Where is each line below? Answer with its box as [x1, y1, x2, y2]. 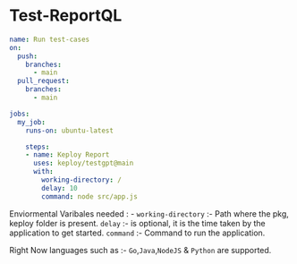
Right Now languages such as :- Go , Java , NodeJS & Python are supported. [9, 244, 272, 255]
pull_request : [17, 77, 70, 86]
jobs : [9, 109, 30, 118]
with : [32, 167, 54, 176]
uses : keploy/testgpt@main [32, 158, 134, 168]
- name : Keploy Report [25, 150, 110, 159]
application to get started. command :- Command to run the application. [9, 227, 266, 238]
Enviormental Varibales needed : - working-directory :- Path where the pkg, [9, 208, 289, 219]
